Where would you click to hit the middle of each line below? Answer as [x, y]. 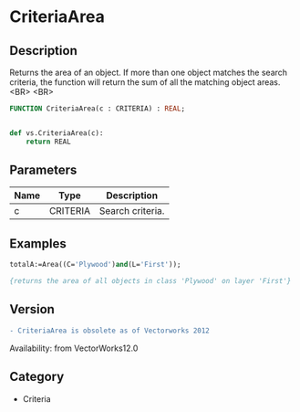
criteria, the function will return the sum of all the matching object [132, 82]
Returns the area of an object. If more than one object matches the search [149, 72]
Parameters [43, 170]
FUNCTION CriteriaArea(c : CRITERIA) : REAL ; [97, 109]
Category [37, 377]
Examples [38, 243]
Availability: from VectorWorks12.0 [74, 348]
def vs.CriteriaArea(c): [57, 133]
